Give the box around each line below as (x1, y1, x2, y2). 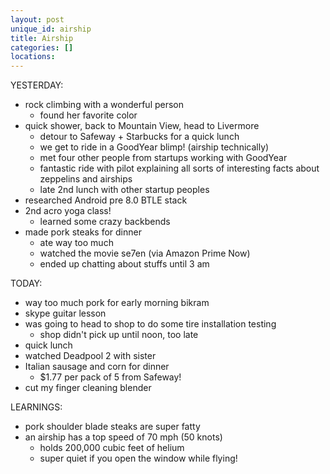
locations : (10, 52, 56, 62)
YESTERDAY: (10, 79, 64, 91)
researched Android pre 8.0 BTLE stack (24, 194, 188, 206)
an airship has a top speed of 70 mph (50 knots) (24, 431, 223, 443)
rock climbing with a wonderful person (24, 99, 185, 111)
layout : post (10, 14, 65, 25)
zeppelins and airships (39, 173, 133, 185)
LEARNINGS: (10, 401, 63, 413)
